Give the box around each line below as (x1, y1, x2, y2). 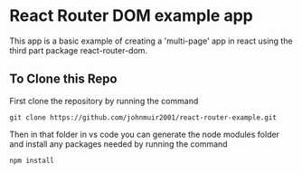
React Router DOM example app (9, 5, 253, 26)
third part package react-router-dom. (9, 44, 147, 55)
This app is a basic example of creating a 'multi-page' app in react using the (9, 35, 293, 46)
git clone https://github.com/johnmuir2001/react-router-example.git (9, 112, 278, 122)
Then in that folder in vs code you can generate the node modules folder (9, 129, 280, 140)
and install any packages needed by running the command (9, 138, 228, 150)
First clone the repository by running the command (9, 95, 199, 106)
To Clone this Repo (9, 72, 118, 87)
